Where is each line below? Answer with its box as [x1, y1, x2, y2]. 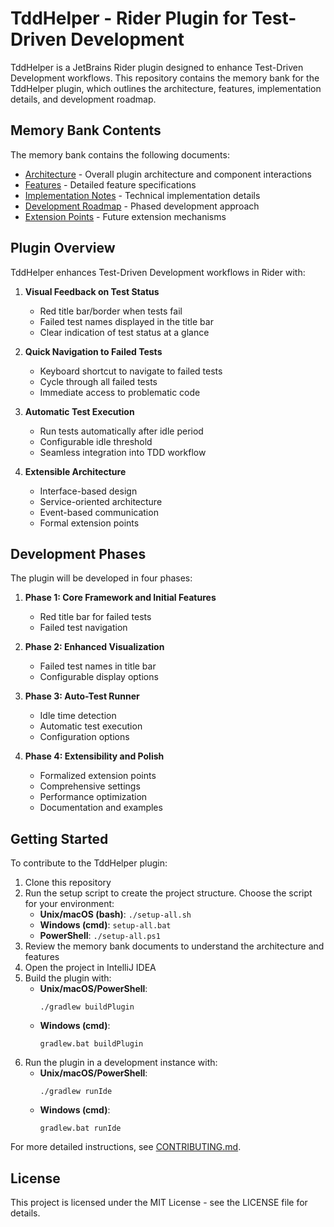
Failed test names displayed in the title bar [39, 315, 214, 327]
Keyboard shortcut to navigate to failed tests [39, 365, 223, 377]
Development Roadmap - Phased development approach [24, 200, 260, 212]
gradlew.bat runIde [39, 1123, 122, 1134]
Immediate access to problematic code [39, 386, 201, 398]
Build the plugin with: [24, 972, 112, 984]
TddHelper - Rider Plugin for [10, 7, 248, 30]
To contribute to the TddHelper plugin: [10, 857, 168, 869]
